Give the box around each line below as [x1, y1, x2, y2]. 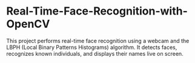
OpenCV [6, 17, 50, 31]
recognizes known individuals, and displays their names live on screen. [6, 50, 183, 57]
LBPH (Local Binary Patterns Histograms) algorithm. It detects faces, [6, 44, 177, 51]
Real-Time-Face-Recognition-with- [6, 4, 188, 18]
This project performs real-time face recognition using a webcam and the [6, 37, 190, 44]
